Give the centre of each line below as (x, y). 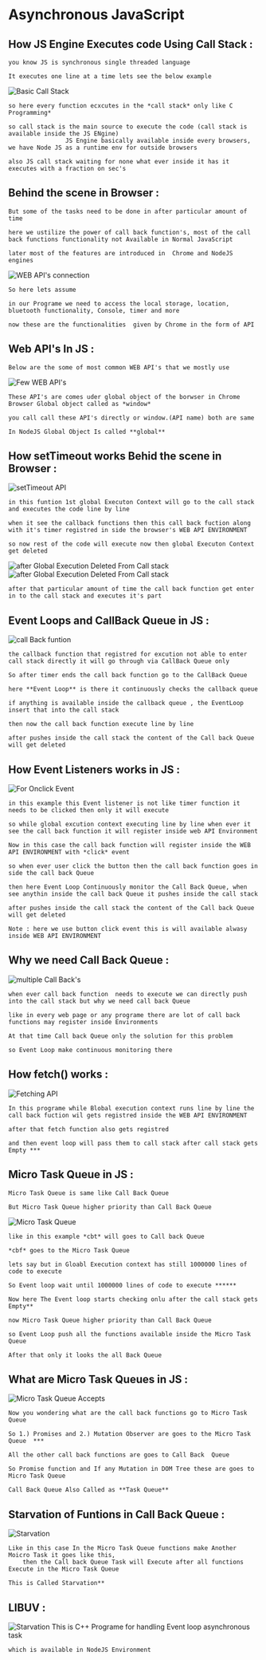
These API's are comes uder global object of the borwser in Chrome (124, 396)
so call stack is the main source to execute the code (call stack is (128, 127)
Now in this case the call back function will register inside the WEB (129, 846)
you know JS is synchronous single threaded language (100, 62)
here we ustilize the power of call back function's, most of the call (129, 232)
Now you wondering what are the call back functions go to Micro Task (128, 1414)
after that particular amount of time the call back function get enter (131, 589)
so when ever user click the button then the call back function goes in (133, 866)
